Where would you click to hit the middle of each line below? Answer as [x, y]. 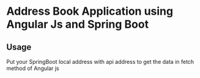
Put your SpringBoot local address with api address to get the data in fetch [100, 62]
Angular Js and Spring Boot [77, 24]
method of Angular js [33, 68]
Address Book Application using [90, 11]
